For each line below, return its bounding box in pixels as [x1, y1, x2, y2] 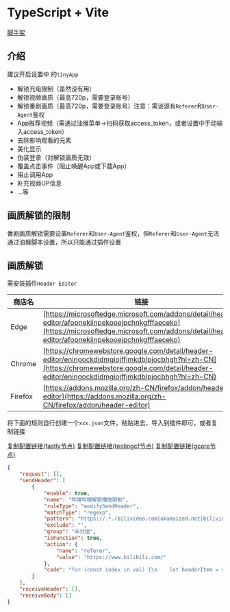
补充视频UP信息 [16, 179, 62, 187]
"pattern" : [43, 515, 75, 523]
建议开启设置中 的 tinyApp [7, 70, 79, 78]
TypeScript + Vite [7, 5, 110, 21]
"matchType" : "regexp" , [43, 509, 112, 516]
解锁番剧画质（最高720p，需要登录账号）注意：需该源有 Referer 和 [16, 102, 203, 110]
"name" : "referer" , [55, 547, 112, 554]
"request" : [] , [19, 471, 63, 478]
